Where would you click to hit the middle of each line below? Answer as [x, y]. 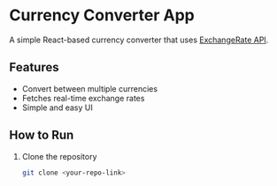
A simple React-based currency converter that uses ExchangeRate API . [139, 40]
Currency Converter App [102, 15]
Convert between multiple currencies [89, 88]
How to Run [42, 135]
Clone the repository [59, 156]
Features [34, 67]
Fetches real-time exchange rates [83, 98]
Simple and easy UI [57, 108]
